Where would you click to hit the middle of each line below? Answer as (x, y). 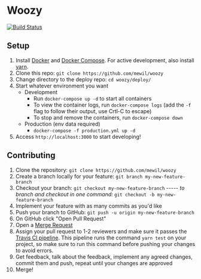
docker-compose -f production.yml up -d (84, 131)
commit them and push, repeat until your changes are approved (94, 263)
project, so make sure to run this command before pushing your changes (105, 244)
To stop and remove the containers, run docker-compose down (108, 117)
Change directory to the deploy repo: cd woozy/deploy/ (83, 79)
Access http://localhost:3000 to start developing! (78, 137)
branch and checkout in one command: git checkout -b (85, 194)
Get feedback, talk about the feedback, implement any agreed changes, (104, 257)
